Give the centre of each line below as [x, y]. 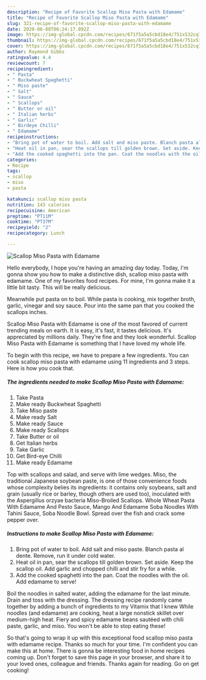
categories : [22, 159]
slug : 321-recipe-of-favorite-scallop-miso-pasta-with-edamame [89, 23]
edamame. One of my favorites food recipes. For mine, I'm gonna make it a [101, 280]
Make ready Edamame [44, 462]
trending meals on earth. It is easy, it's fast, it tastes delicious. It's [89, 330]
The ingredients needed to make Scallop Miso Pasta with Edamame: [96, 382]
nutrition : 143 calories [39, 205]
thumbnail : [21, 40]
